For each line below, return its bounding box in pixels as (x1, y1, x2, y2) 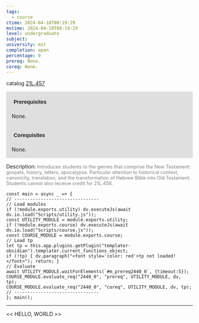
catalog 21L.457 (6, 80, 46, 87)
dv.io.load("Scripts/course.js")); (6, 227, 94, 234)
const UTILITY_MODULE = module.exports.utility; (6, 217, 129, 223)
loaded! (157, 253, 176, 259)
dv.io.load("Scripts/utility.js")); (6, 212, 97, 218)
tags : (6, 8, 20, 15)
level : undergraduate (6, 31, 60, 37)
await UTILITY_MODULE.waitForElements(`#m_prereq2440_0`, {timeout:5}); (6, 269, 190, 275)
